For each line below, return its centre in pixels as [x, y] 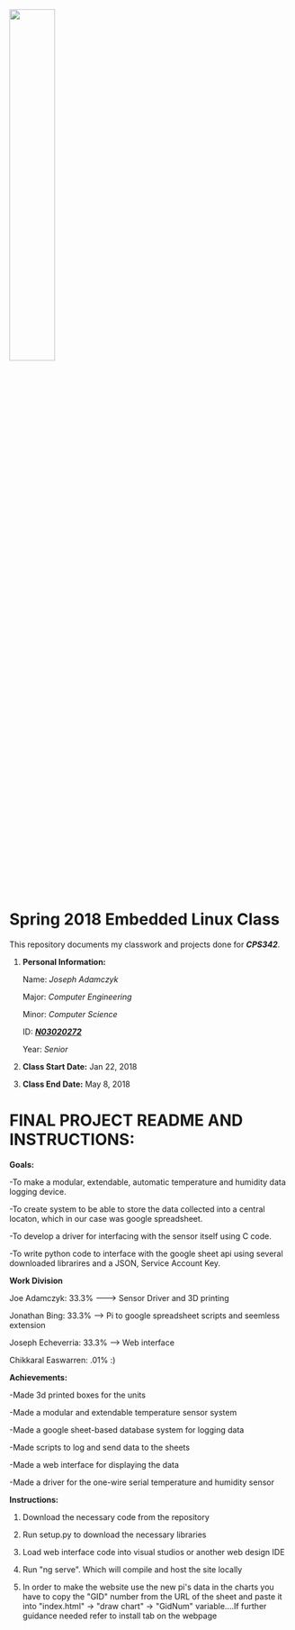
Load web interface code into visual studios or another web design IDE [153, 1552]
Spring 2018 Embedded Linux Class [145, 920]
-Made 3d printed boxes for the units [78, 1395]
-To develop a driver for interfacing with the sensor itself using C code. [140, 1236]
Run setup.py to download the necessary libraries [114, 1534]
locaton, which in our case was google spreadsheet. [106, 1218]
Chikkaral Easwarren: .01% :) [63, 1360]
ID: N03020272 [52, 1032]
